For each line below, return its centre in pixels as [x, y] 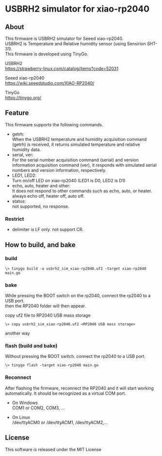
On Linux [21, 417]
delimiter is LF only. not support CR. [48, 230]
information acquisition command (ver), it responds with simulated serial [84, 165]
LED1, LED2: [24, 175]
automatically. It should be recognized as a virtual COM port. [65, 393]
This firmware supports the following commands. [54, 124]
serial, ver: [23, 154]
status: [19, 201]
